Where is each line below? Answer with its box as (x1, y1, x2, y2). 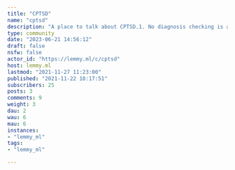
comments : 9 (7, 95, 42, 102)
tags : (7, 140, 23, 147)
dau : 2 (7, 107, 27, 114)
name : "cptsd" (7, 17, 49, 24)
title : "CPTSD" (7, 10, 52, 17)
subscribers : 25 (7, 82, 55, 88)
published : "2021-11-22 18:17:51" (7, 75, 108, 82)
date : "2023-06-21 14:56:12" (7, 36, 92, 43)
